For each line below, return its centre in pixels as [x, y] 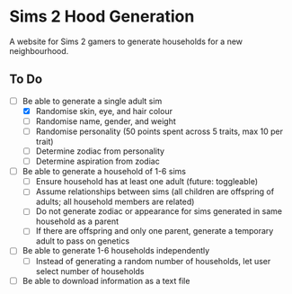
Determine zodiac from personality [100, 151]
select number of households [90, 271]
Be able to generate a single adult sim [92, 101]
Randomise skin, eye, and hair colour [104, 111]
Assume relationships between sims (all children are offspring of [155, 192]
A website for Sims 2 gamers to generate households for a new [126, 41]
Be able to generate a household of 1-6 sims [104, 172]
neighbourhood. [39, 50]
